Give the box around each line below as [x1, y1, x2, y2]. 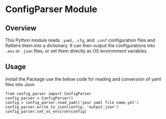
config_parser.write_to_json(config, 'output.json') [5, 104, 119, 109]
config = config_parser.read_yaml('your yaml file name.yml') [5, 100, 139, 105]
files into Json [5, 81, 34, 87]
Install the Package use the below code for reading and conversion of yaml [5, 76, 161, 82]
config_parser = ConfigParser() [5, 95, 73, 101]
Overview [5, 24, 37, 32]
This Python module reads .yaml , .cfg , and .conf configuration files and [5, 37, 155, 43]
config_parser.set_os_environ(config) [5, 109, 87, 114]
